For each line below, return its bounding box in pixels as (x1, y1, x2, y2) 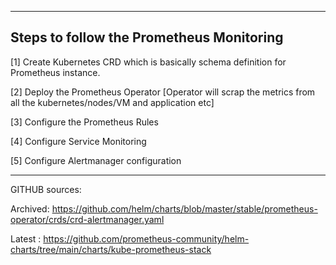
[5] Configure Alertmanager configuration (10, 154, 182, 166)
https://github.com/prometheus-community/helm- (43, 232, 250, 245)
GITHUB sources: (10, 183, 82, 195)
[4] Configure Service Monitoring (10, 135, 147, 147)
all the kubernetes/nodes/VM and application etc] (10, 96, 215, 108)
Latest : (10, 232, 42, 245)
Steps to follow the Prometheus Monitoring (10, 29, 284, 46)
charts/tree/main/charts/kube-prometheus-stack (10, 243, 212, 255)
